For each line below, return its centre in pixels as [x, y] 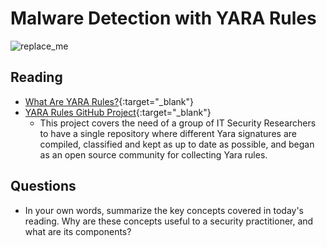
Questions [43, 186]
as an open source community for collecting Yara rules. [153, 154]
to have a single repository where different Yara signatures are [168, 133]
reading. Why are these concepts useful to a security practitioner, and [169, 221]
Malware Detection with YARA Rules [163, 18]
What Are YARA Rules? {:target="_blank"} [109, 101]
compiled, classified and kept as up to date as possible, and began [177, 144]
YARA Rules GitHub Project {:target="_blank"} [118, 112]
